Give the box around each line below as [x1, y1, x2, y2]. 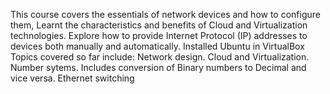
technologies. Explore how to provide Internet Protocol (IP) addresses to [10, 30, 308, 41]
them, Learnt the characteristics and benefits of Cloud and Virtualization [10, 19, 308, 31]
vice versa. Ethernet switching [10, 72, 135, 84]
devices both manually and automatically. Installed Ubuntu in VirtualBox [10, 40, 305, 52]
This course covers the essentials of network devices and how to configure [10, 9, 322, 20]
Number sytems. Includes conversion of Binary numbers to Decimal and [10, 62, 307, 73]
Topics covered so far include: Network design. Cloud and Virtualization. [10, 51, 310, 63]
